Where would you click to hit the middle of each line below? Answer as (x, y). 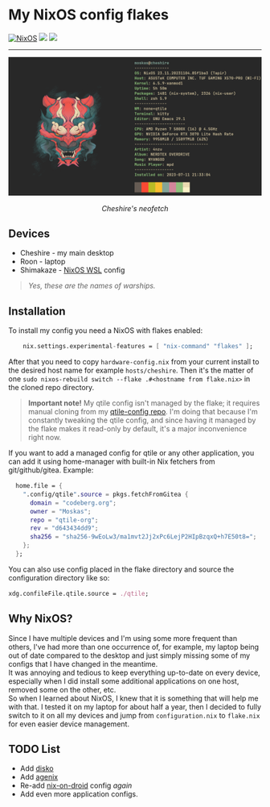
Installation (37, 311)
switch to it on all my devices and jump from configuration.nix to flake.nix (134, 715)
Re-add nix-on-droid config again (76, 786)
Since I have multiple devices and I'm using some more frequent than (123, 638)
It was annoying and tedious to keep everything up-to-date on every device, (135, 672)
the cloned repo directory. (51, 388)
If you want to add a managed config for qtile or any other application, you (131, 453)
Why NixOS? (41, 619)
